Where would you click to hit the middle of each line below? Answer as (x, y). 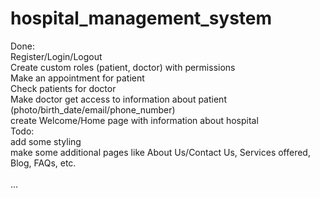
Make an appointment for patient (77, 78)
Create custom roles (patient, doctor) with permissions (123, 67)
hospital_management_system (141, 18)
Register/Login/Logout (56, 56)
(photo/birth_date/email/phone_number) (93, 109)
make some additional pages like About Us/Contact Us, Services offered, (160, 152)
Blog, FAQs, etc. (43, 163)
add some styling (46, 141)
